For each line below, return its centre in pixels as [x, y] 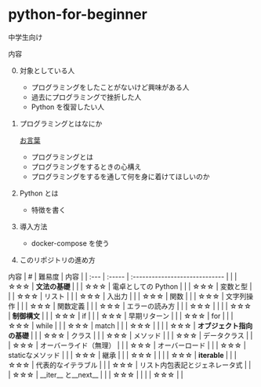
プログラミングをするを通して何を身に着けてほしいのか [120, 176]
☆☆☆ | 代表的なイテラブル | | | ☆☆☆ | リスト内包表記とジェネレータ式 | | [130, 365]
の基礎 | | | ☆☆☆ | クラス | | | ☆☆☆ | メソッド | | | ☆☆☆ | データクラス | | [130, 335]
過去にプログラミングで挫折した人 [86, 97]
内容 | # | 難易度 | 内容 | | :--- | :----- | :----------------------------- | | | [123, 276]
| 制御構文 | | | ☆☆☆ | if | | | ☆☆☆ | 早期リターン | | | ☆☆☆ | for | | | [121, 316]
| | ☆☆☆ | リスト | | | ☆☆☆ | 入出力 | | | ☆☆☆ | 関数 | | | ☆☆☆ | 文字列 [127, 296]
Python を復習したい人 [68, 107]
